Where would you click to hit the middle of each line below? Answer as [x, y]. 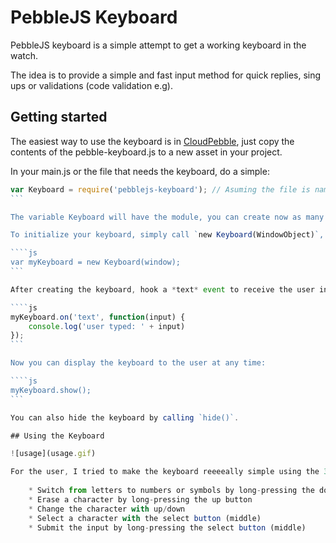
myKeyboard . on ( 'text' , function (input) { [98, 317]
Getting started [59, 117]
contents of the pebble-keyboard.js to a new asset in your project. [146, 152]
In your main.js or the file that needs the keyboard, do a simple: [140, 171]
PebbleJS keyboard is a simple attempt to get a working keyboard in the [158, 45]
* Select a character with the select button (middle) [145, 518]
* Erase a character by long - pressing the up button [140, 499]
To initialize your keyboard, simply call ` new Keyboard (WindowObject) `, [167, 235]
